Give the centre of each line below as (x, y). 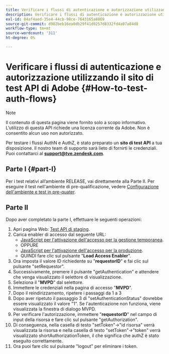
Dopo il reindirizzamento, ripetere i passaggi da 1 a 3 (67, 293)
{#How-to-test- (114, 88)
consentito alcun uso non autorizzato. (45, 133)
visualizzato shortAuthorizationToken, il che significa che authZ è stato (86, 335)
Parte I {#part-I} (31, 169)
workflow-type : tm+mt (28, 29)
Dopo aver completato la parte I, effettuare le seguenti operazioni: (74, 220)
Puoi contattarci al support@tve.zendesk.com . (55, 153)
